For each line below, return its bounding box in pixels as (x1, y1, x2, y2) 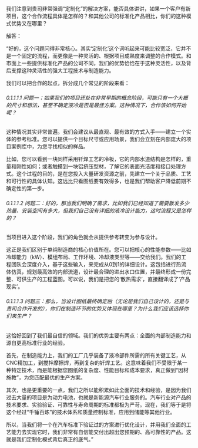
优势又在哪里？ (11, 20, 48, 27)
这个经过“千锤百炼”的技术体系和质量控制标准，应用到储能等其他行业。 (6, 409, 176, 416)
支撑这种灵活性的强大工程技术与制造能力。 (11, 67, 115, 74)
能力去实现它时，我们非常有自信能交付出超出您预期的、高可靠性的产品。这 (11, 428, 192, 435)
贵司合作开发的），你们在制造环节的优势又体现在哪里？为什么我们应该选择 (6, 305, 184, 312)
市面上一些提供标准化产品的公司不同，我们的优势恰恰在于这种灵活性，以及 (6, 60, 186, 67)
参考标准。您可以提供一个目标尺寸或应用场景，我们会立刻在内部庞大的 (16, 136, 186, 143)
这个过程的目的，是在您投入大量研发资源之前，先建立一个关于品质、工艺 (16, 170, 192, 177)
